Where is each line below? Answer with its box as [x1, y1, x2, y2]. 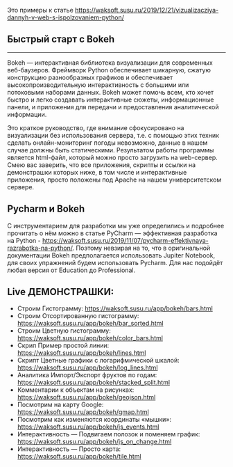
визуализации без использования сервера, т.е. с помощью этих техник [7, 131, 220, 139]
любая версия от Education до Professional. [7, 266, 136, 274]
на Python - [7, 236, 41, 244]
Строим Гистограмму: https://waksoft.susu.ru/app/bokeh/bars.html [17, 304, 213, 312]
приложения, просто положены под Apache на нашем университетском [7, 175, 222, 184]
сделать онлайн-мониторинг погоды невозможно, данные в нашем [7, 138, 208, 147]
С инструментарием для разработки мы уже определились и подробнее [7, 221, 225, 230]
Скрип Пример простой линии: [17, 341, 110, 350]
